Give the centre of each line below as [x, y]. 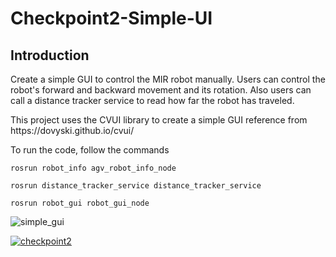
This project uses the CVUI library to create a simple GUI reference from [159, 120]
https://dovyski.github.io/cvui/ [72, 130]
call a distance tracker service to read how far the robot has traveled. [152, 100]
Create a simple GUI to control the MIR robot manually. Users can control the [168, 79]
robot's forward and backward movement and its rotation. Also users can [161, 90]
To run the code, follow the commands [90, 150]
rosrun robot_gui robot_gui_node [80, 203]
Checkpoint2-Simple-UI [111, 18]
